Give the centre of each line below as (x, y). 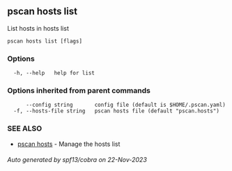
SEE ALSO (25, 128)
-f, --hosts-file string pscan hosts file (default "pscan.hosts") (116, 111)
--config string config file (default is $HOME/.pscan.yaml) (126, 105)
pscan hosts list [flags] (45, 41)
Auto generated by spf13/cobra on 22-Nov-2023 (77, 160)
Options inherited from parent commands (79, 91)
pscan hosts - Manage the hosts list (69, 144)
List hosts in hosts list (38, 28)
